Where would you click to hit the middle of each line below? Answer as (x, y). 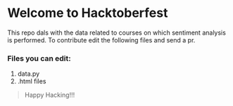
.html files (32, 81)
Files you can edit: (39, 58)
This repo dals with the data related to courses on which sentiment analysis (117, 33)
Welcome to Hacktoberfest (88, 13)
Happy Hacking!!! (50, 95)
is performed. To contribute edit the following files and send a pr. (101, 40)
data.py (29, 74)
